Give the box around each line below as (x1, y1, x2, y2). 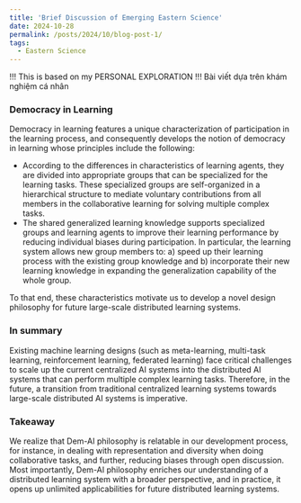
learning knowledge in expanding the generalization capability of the (22, 265, 277, 276)
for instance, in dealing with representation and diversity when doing (9, 445, 264, 456)
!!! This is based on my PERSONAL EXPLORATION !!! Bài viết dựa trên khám (9, 71, 288, 82)
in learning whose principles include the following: (9, 143, 195, 154)
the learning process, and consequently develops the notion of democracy (9, 133, 286, 144)
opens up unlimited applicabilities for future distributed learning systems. (9, 483, 280, 495)
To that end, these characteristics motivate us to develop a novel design (9, 292, 276, 303)
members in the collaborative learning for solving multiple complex (22, 199, 270, 210)
